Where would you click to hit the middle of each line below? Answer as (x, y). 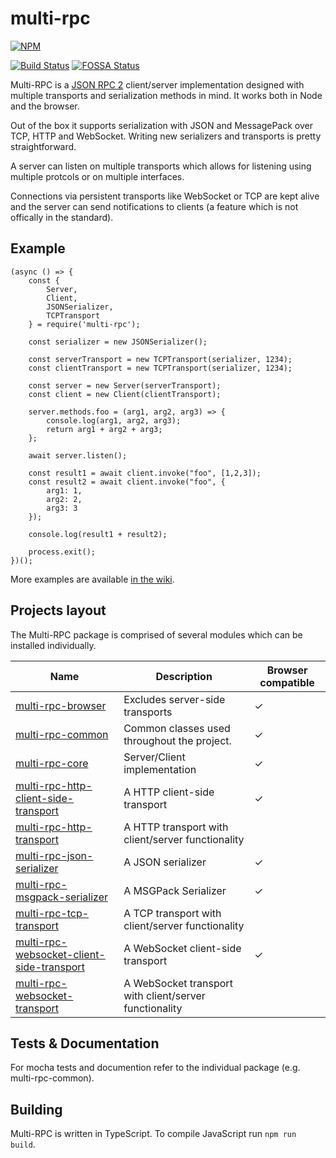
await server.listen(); (78, 455)
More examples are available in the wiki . (92, 579)
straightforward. (43, 146)
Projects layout (58, 610)
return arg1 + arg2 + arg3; (104, 429)
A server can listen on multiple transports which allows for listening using (161, 166)
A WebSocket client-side (182, 948)
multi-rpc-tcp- (52, 913)
